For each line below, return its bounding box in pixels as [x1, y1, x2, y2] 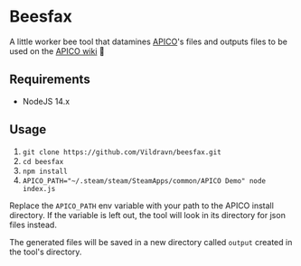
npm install [22, 167, 68, 176]
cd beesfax [22, 157, 64, 166]
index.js [22, 184, 56, 193]
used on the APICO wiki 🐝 [9, 45, 106, 56]
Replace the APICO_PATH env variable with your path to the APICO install [9, 200, 274, 211]
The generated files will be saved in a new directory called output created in [9, 236, 293, 247]
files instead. [9, 219, 57, 230]
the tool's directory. [9, 246, 82, 257]
